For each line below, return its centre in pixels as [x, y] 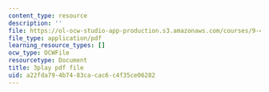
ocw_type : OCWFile [39, 53]
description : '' [35, 23]
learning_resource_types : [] [57, 46]
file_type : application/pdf [55, 38]
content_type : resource [48, 16]
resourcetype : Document [48, 61]
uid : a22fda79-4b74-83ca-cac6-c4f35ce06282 [82, 75]
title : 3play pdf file [46, 68]
